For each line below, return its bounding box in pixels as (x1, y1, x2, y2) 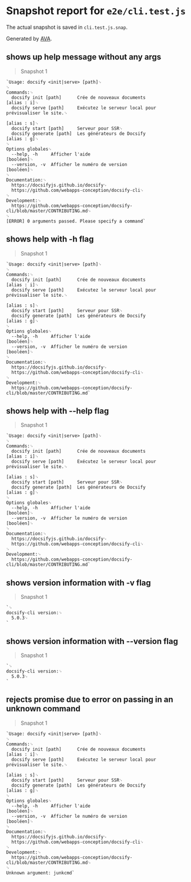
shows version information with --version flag (6, 636, 178, 646)
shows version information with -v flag (6, 578, 151, 588)
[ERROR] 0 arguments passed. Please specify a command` (6, 218, 146, 224)
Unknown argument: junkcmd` (6, 870, 75, 876)
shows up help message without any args (6, 52, 162, 62)
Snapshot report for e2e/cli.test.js (6, 4, 186, 18)
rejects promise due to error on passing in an (6, 695, 173, 705)
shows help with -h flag (6, 234, 94, 244)
